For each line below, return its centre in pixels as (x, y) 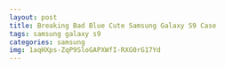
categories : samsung (48, 42)
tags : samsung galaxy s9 (55, 34)
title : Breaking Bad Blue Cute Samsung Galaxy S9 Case (113, 26)
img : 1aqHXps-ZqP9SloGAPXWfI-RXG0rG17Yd (85, 50)
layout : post (33, 17)
